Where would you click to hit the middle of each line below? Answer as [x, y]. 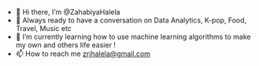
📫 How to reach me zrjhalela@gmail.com [83, 54]
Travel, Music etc [44, 28]
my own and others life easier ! [66, 45]
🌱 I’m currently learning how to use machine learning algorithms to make [133, 36]
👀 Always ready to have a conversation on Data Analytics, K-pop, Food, [131, 20]
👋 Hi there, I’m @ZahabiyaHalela [68, 12]
